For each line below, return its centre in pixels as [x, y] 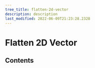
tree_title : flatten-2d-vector [37, 9]
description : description [31, 14]
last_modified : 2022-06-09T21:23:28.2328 [48, 18]
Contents [19, 60]
